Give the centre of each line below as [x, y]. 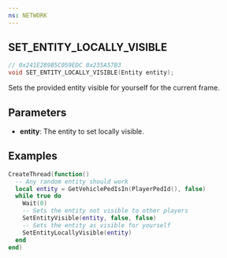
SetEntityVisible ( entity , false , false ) [89, 218]
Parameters [37, 112]
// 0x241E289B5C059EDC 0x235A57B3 [65, 65]
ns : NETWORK [28, 15]
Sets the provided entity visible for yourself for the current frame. [114, 88]
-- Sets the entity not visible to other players [106, 211]
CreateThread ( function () [49, 174]
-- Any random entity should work [72, 182]
